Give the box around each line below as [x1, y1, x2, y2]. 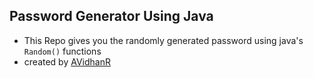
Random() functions [23, 45, 102, 57]
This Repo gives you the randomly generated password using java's [23, 34, 304, 46]
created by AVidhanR [23, 55, 111, 68]
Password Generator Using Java [9, 8, 214, 25]
